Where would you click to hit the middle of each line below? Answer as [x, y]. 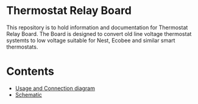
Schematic [29, 94]
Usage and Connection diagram [55, 88]
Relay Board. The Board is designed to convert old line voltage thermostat [99, 33]
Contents [30, 71]
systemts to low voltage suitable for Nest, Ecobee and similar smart [91, 40]
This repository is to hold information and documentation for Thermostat [97, 27]
